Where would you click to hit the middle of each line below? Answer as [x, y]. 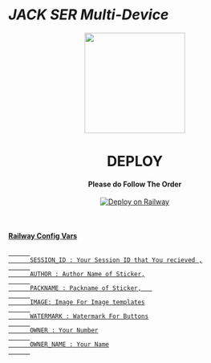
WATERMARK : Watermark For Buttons [89, 316]
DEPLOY [135, 161]
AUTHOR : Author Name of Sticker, [87, 274]
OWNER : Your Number [64, 330]
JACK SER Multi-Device [89, 15]
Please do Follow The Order [135, 184]
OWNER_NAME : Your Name [69, 344]
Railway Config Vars [43, 235]
